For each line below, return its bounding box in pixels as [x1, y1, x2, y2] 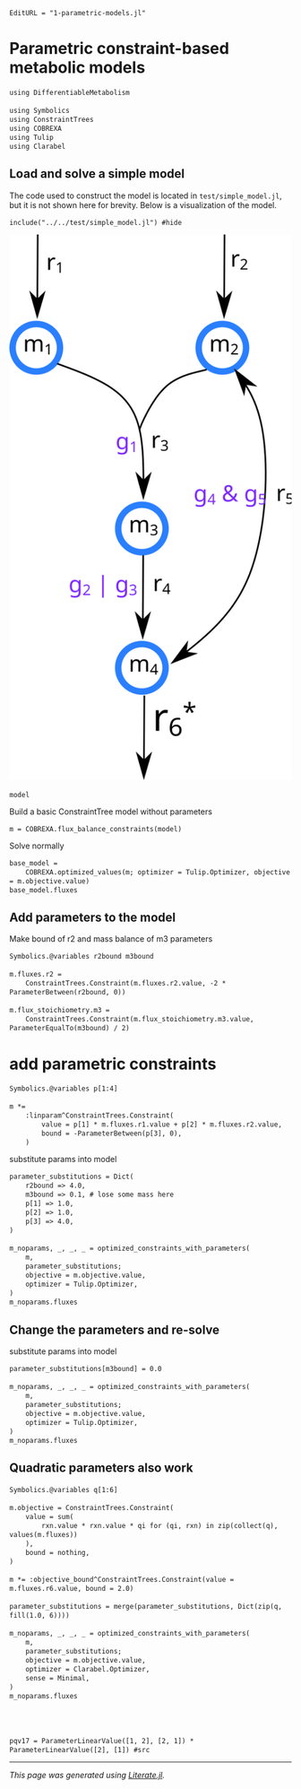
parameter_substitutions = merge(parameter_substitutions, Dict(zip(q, [9, 1602, 282, 1611]
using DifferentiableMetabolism [9, 88, 130, 97]
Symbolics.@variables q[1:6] [9, 1485, 118, 1494]
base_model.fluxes [9, 885, 78, 895]
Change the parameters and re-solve [9, 1322, 220, 1337]
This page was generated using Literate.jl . [9, 1769, 166, 1780]
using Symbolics [9, 106, 70, 115]
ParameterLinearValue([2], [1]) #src [9, 1745, 150, 1754]
